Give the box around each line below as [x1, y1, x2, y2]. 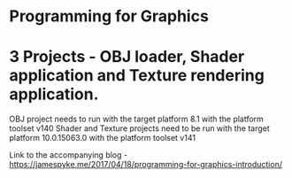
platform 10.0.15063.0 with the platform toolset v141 [9, 133, 196, 143]
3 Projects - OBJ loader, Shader [9, 47, 245, 67]
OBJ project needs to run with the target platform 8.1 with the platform [9, 113, 264, 125]
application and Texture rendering [9, 66, 265, 86]
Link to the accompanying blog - [9, 150, 128, 160]
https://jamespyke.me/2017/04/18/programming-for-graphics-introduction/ [9, 159, 283, 170]
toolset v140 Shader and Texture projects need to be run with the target [9, 123, 270, 134]
